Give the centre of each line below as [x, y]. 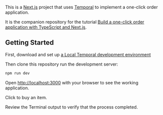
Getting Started [30, 43]
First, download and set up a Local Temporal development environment [78, 54]
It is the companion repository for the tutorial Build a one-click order [75, 22]
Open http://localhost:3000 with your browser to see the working [72, 82]
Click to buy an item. [26, 97]
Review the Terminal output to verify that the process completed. [72, 107]
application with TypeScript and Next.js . [46, 27]
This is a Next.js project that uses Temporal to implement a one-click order [81, 7]
